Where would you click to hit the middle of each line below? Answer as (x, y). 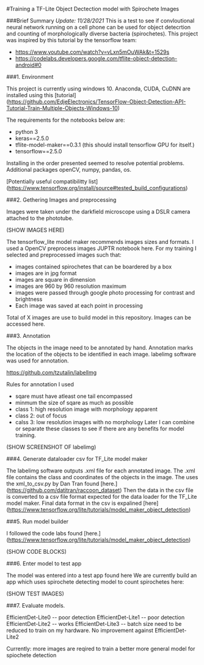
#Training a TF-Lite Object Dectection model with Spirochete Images (93, 9)
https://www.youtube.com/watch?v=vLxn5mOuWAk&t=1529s (92, 52)
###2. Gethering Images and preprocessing (61, 200)
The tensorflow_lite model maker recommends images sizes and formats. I (100, 242)
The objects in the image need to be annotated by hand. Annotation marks (100, 347)
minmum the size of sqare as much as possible (74, 402)
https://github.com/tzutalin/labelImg (52, 373)
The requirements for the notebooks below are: (66, 120)
